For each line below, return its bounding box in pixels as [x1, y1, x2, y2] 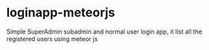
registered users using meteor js [6, 34, 98, 42]
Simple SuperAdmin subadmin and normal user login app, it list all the [6, 27, 203, 36]
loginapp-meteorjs [6, 5, 116, 21]
